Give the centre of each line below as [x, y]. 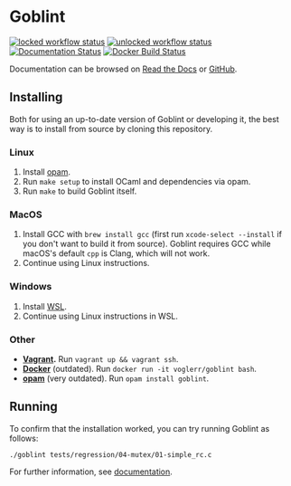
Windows [31, 287]
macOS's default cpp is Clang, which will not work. [116, 253]
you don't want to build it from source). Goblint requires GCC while [146, 244]
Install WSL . [45, 306]
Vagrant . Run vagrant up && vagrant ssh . [100, 358]
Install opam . [46, 172]
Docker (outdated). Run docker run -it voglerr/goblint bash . [140, 368]
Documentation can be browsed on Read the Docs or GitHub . [123, 69]
